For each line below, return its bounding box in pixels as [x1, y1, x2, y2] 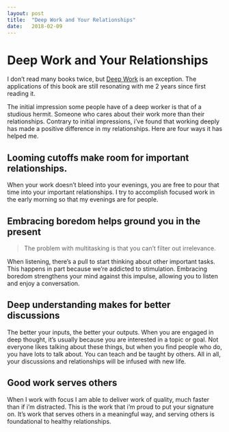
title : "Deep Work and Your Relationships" [7, 16, 136, 23]
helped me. [7, 132, 39, 141]
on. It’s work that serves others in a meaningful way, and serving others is [7, 409, 215, 418]
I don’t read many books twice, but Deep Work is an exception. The [7, 75, 197, 83]
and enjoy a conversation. [7, 279, 80, 287]
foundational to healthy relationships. [7, 417, 111, 425]
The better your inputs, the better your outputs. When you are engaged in [7, 328, 214, 336]
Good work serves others [7, 377, 118, 389]
